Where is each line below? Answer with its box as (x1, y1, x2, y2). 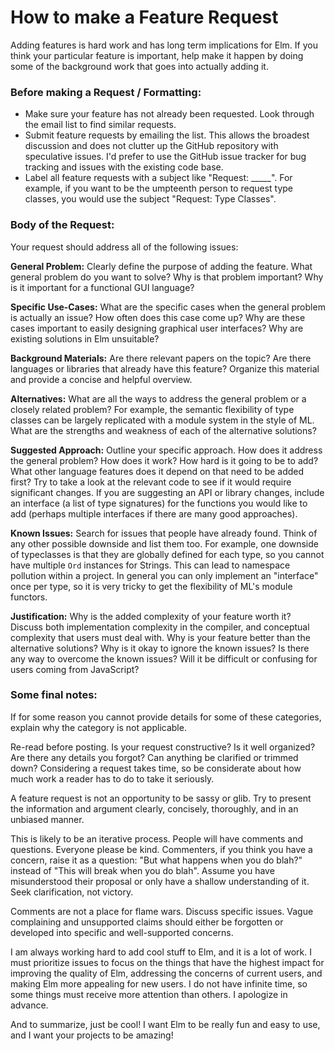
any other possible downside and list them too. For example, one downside (10, 537, 319, 550)
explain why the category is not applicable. (10, 721, 187, 733)
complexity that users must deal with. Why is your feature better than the (10, 631, 311, 643)
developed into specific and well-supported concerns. (10, 926, 234, 938)
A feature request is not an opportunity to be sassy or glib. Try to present (10, 792, 312, 804)
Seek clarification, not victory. (10, 886, 134, 898)
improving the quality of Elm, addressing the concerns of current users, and (10, 967, 323, 979)
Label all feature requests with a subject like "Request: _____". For (24, 172, 293, 184)
